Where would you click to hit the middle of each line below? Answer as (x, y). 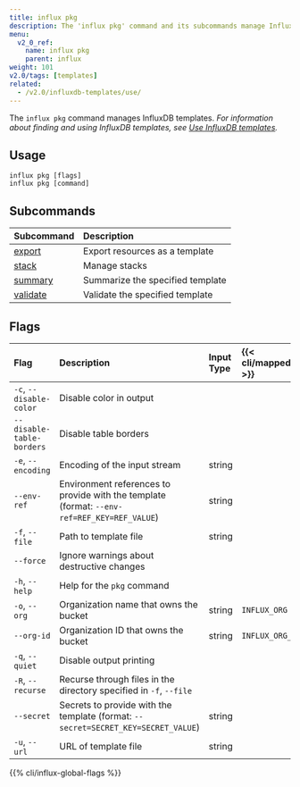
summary (33, 280)
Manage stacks (115, 266)
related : (25, 84)
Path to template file (101, 536)
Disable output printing (107, 660)
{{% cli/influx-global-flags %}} (66, 773)
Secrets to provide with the (116, 705)
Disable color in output (107, 398)
